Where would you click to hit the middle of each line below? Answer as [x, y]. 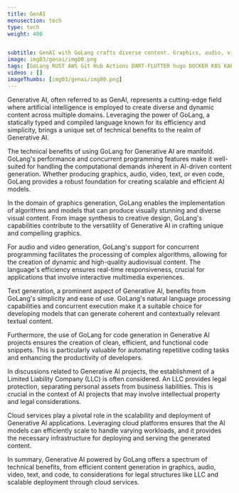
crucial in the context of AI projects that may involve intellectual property [114, 394]
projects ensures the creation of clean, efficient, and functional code [108, 342]
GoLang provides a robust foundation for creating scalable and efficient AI [116, 181]
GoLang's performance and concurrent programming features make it [110, 159]
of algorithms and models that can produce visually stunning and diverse [114, 210]
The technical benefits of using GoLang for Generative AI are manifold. [111, 151]
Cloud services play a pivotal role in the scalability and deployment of [109, 415]
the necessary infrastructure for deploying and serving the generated [109, 438]
